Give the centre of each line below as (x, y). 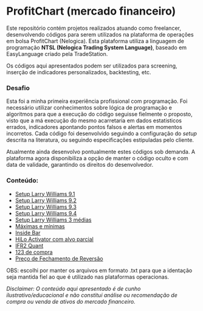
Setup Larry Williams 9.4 (46, 213)
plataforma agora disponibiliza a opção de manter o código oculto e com (97, 158)
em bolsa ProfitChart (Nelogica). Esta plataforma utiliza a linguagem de (95, 41)
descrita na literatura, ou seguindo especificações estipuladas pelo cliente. (100, 140)
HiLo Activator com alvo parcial (54, 239)
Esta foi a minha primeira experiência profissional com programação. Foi (97, 101)
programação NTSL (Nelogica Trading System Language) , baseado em (97, 47)
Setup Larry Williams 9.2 (46, 200)
